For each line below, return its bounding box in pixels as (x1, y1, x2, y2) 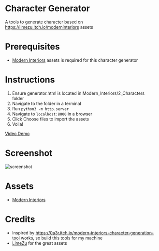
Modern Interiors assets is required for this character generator (12, 57, 138, 63)
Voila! (12, 121, 23, 127)
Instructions (5, 74, 55, 85)
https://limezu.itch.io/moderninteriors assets (5, 24, 93, 30)
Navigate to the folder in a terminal (12, 100, 81, 106)
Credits (5, 214, 35, 225)
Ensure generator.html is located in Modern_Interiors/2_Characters (12, 90, 145, 96)
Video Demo (5, 131, 30, 136)
